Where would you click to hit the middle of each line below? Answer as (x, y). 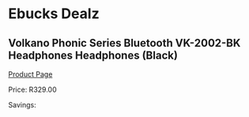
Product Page (30, 74)
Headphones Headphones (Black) (93, 55)
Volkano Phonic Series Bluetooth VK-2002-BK (124, 43)
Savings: (23, 105)
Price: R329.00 (32, 89)
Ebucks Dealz (54, 14)
